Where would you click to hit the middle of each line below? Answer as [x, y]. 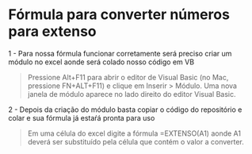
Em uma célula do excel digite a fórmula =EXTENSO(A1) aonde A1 [134, 133]
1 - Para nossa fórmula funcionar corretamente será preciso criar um [120, 53]
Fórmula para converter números [119, 15]
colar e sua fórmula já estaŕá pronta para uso [82, 117]
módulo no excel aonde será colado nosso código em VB [101, 62]
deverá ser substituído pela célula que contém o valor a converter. [136, 141]
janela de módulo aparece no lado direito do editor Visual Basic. [132, 94]
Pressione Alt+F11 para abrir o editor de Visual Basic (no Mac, [128, 77]
